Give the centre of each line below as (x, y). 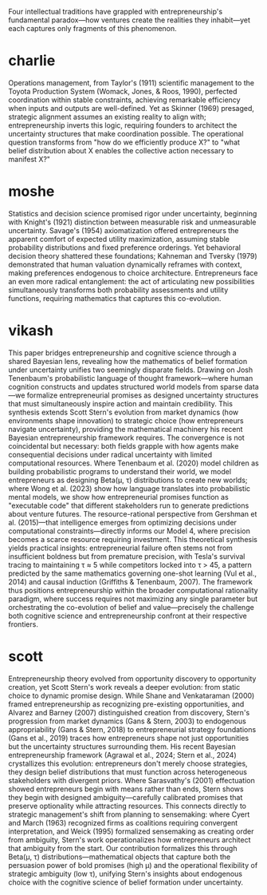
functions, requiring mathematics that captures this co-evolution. (115, 298)
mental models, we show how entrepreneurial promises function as (118, 497)
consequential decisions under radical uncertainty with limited (110, 454)
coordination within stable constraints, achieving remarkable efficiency (124, 100)
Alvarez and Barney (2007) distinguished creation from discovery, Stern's (129, 712)
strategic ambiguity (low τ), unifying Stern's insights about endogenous (126, 873)
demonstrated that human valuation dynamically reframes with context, (126, 264)
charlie (32, 61)
